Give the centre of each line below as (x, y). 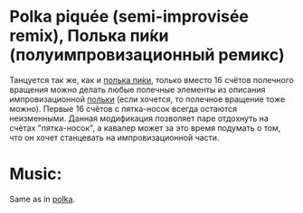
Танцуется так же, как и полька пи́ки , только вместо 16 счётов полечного (151, 79)
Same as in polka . (42, 199)
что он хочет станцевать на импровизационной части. (114, 137)
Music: (36, 174)
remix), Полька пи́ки (89, 36)
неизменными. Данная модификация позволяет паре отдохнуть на (139, 118)
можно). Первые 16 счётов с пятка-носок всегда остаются (123, 108)
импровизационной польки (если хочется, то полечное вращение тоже (147, 99)
